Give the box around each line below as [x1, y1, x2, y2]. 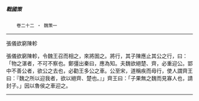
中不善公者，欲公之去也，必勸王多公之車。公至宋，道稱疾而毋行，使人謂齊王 [6, 67, 193, 74]
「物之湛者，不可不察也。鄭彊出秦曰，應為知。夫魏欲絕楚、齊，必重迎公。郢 [6, 59, 193, 67]
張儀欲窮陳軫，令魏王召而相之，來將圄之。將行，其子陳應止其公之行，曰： [6, 52, 188, 59]
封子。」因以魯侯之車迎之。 [6, 82, 71, 89]
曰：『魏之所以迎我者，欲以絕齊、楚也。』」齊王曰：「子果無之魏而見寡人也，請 [6, 74, 193, 81]
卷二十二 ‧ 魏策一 [17, 23, 57, 29]
